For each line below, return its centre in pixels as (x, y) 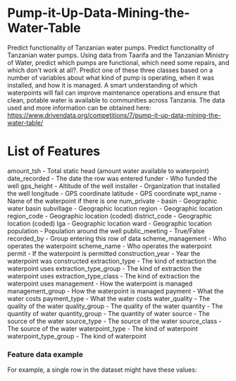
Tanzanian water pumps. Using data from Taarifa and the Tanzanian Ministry (118, 55)
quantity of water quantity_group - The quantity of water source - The (108, 313)
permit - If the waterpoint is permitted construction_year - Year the (104, 253)
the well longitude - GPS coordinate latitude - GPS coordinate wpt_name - (114, 193)
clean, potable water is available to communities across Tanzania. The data (116, 100)
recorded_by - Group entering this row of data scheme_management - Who (117, 238)
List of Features (54, 152)
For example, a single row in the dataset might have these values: (102, 370)
